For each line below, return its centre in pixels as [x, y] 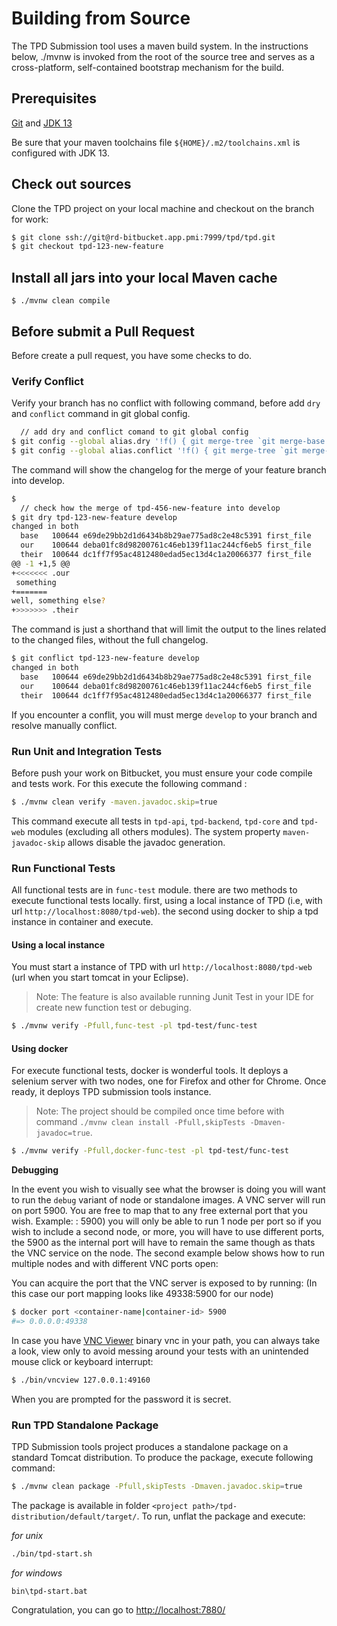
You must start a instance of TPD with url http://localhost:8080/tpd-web [162, 967]
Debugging [35, 1170]
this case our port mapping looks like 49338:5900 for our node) [142, 1294]
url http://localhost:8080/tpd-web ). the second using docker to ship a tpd [165, 911]
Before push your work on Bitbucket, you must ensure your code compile [162, 773]
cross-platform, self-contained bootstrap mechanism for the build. [148, 67]
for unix [27, 1536]
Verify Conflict [47, 381]
